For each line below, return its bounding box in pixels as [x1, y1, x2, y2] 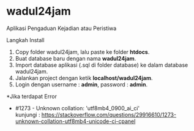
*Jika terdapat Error [6, 92, 57, 100]
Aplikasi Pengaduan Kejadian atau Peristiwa [6, 24, 117, 32]
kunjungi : [15, 111, 40, 118]
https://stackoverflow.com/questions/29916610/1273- [41, 111, 176, 118]
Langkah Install [6, 36, 45, 43]
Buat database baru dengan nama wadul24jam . [15, 54, 136, 62]
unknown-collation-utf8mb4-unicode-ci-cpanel [15, 118, 136, 125]
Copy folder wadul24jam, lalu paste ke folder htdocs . [15, 48, 150, 56]
